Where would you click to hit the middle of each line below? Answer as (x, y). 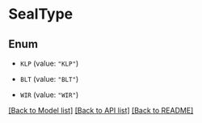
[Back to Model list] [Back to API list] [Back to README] (101, 110)
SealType (41, 14)
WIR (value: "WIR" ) (49, 95)
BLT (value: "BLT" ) (49, 79)
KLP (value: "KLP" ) (49, 63)
